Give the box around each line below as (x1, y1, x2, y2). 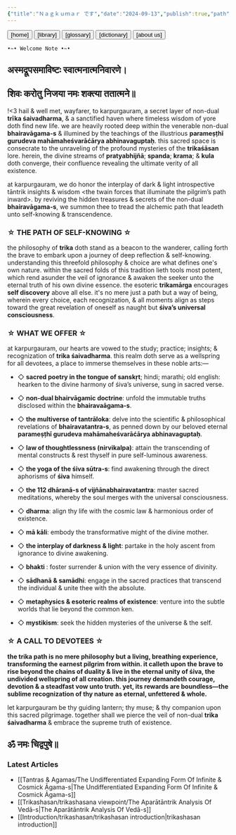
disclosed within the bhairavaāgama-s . (17, 402, 132, 410)
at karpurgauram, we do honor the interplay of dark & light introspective (7, 180, 215, 189)
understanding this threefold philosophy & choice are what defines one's (7, 258, 218, 267)
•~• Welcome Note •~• (7, 45, 71, 52)
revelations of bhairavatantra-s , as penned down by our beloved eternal (17, 423, 228, 431)
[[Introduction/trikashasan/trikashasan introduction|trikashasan (17, 813, 201, 822)
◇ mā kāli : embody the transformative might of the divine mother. (17, 528, 209, 537)
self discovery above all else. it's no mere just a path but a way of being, (7, 288, 218, 297)
